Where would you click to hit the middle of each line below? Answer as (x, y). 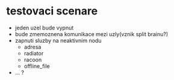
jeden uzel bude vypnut (44, 28)
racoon (33, 60)
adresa (33, 47)
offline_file (37, 66)
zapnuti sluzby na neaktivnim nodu (58, 40)
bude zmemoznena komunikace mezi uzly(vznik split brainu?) (92, 34)
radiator (34, 53)
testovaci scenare (52, 11)
